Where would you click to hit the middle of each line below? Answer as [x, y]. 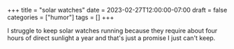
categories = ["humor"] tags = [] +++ [61, 17]
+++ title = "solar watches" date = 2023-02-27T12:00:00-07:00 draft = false [117, 10]
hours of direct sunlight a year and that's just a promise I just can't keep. [111, 38]
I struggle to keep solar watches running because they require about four [112, 31]
